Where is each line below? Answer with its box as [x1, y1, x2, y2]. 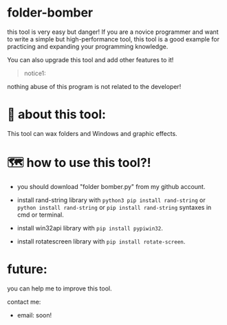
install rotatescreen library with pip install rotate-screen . [17, 237, 186, 246]
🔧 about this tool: [7, 107, 107, 122]
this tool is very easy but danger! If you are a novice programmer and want [7, 28, 219, 36]
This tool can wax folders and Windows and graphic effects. [7, 129, 177, 137]
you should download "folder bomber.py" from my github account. [17, 182, 206, 190]
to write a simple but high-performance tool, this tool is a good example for [7, 35, 220, 43]
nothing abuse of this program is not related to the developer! [7, 82, 182, 90]
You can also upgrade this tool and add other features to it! [7, 55, 174, 63]
